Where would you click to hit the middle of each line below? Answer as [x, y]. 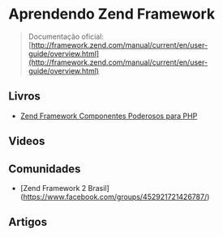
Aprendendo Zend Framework [112, 14]
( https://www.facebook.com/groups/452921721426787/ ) [115, 197]
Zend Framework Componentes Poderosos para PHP [109, 116]
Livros [24, 97]
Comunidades [45, 169]
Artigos [28, 222]
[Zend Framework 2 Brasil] [64, 188]
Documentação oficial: [66, 36]
